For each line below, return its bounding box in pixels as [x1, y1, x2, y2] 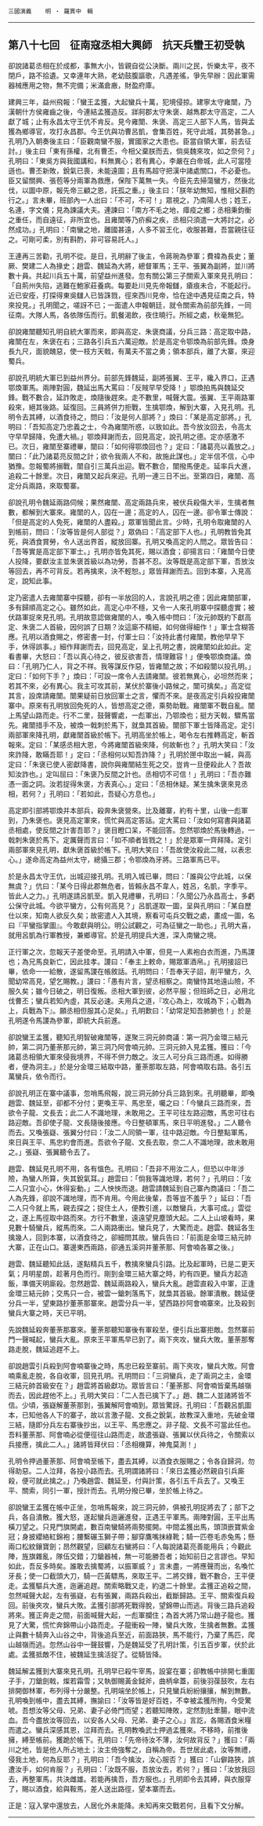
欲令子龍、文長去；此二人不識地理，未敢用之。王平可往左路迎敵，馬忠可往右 [8, 1108, 255, 1117]
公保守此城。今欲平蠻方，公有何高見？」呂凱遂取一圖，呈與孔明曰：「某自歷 [8, 900, 252, 910]
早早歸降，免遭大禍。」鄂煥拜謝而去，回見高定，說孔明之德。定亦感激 [14, 432, 238, 441]
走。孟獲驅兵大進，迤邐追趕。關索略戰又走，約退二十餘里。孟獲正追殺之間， [8, 1580, 255, 1590]
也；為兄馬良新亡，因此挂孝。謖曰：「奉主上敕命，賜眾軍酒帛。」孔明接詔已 [8, 956, 248, 966]
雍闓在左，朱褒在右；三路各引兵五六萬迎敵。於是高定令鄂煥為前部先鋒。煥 [8, 336, 248, 346]
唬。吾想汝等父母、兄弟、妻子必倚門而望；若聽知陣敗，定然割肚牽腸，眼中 [8, 1705, 248, 1715]
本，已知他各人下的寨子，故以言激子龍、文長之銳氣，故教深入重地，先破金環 [8, 1410, 255, 1419]
